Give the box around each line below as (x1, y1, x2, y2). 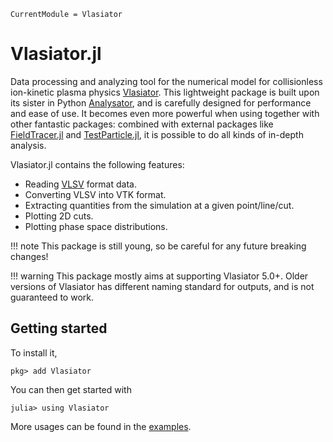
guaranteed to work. (10, 291, 94, 303)
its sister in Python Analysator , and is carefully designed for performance (10, 96, 312, 109)
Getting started (10, 320, 108, 337)
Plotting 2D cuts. (24, 210, 94, 222)
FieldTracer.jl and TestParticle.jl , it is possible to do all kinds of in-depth (10, 128, 304, 140)
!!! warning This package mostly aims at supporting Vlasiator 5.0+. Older (10, 270, 309, 282)
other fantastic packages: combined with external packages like (10, 118, 274, 130)
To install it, (10, 346, 58, 359)
